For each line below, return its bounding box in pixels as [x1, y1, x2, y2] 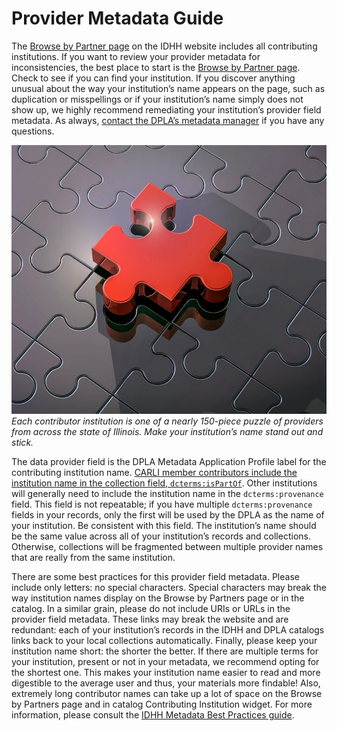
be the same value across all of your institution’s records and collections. [11, 530, 311, 542]
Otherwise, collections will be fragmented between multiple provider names [11, 540, 324, 552]
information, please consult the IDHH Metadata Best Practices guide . [11, 708, 295, 721]
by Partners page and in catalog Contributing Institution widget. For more [11, 698, 313, 710]
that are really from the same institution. [11, 551, 176, 563]
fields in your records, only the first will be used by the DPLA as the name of [11, 508, 325, 521]
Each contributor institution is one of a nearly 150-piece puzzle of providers [11, 415, 324, 427]
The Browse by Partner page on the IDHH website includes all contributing [11, 40, 318, 52]
